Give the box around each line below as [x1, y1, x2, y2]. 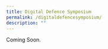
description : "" [6, 20, 46, 26]
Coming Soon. [6, 36, 42, 44]
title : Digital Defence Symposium [6, 8, 92, 15]
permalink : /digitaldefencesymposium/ [6, 14, 102, 20]
